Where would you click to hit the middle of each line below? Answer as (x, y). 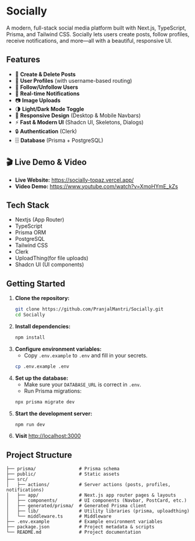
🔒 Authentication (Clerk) (46, 131)
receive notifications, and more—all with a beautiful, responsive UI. (89, 40)
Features (23, 59)
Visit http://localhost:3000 (48, 436)
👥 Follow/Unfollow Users (46, 87)
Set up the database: (42, 378)
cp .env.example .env (42, 367)
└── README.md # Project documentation (74, 533)
